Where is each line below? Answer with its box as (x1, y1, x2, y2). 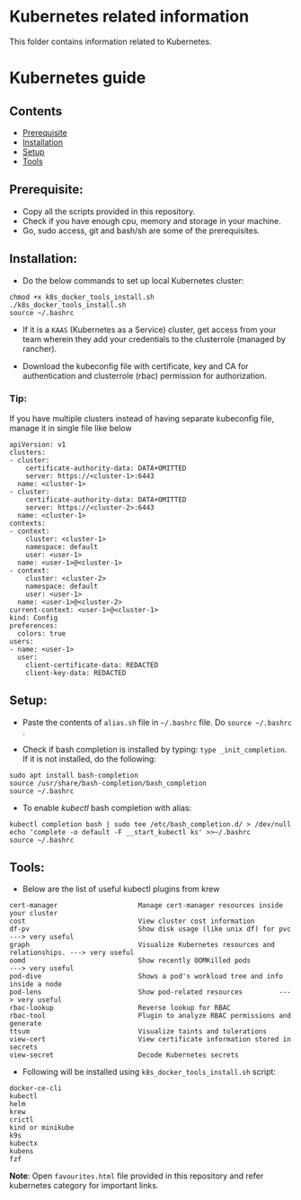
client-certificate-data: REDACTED (25, 660, 159, 670)
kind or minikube (9, 1123, 75, 1132)
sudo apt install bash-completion (9, 771, 139, 780)
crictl (9, 1115, 34, 1124)
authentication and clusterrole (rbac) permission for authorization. (22, 370, 268, 381)
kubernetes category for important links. (9, 1180, 159, 1191)
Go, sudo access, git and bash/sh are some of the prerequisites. (22, 225, 261, 236)
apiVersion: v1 (9, 439, 66, 449)
